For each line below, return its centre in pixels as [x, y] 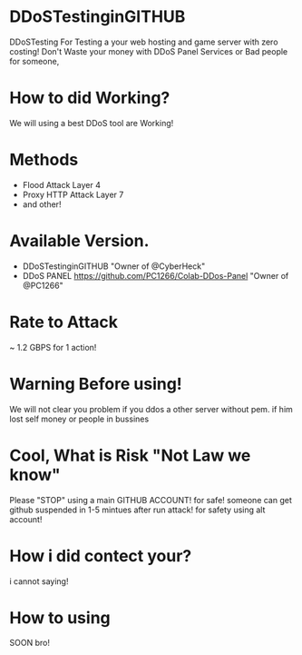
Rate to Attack [64, 322]
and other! [42, 204]
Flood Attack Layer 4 [62, 184]
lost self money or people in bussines [79, 419]
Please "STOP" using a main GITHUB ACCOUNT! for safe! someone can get [151, 500]
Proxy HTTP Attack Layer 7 [73, 194]
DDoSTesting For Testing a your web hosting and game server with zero [144, 42]
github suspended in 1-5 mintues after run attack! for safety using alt [137, 510]
